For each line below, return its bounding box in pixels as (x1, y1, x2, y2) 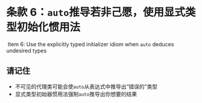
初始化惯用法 (17, 20, 81, 34)
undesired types (6, 47, 47, 54)
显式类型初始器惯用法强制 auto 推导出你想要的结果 (14, 90, 137, 98)
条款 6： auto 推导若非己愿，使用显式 (6, 5, 186, 19)
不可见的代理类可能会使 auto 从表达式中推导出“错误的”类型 (14, 83, 158, 90)
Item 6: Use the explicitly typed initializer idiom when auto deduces (7, 40, 174, 48)
